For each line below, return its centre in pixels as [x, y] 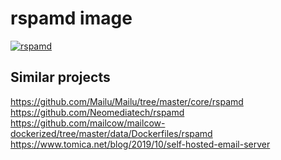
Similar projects [60, 77]
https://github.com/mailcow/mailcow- [88, 123]
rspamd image [71, 18]
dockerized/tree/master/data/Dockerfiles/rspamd [111, 133]
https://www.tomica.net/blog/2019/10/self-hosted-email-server [140, 144]
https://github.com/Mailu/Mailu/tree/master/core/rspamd [127, 101]
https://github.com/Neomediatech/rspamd [97, 112]
